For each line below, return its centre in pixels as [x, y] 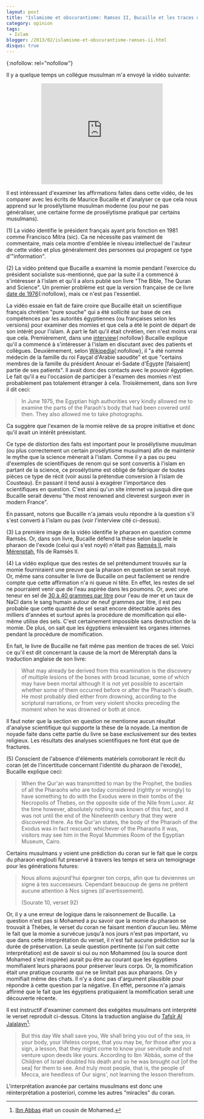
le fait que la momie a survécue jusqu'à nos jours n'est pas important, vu [97, 933]
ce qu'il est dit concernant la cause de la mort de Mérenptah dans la [92, 652]
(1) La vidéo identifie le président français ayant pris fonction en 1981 [92, 230]
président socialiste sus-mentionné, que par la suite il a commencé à [92, 274]
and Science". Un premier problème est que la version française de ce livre [100, 287]
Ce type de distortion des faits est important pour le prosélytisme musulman [101, 444]
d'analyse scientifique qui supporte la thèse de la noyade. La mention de [97, 727]
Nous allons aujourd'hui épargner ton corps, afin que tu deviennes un [108, 877]
